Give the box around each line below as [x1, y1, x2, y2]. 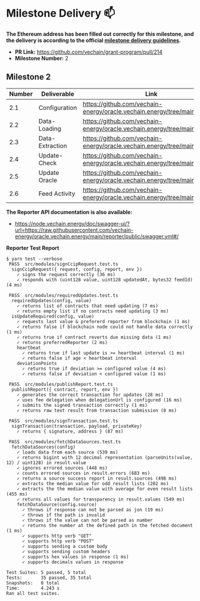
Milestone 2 [6, 72, 51, 82]
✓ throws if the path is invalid [21, 512, 105, 518]
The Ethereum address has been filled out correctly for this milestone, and [6, 30, 194, 38]
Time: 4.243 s [6, 585, 60, 591]
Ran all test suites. [6, 590, 60, 596]
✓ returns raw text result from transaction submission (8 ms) [17, 407, 177, 413]
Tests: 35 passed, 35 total [6, 575, 92, 581]
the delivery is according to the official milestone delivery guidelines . [6, 36, 182, 44]
